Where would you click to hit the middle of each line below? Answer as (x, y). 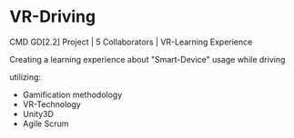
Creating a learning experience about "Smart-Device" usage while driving (147, 59)
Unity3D (38, 113)
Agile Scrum (46, 123)
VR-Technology (52, 104)
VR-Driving (53, 17)
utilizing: (25, 77)
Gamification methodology (72, 94)
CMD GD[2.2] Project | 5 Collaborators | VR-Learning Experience (131, 42)
